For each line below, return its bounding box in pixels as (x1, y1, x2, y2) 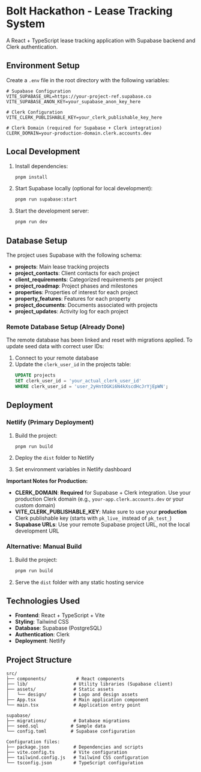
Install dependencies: (14, 162, 68, 169)
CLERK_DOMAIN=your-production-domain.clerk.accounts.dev (6, 130, 152, 136)
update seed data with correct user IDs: (6, 343, 104, 350)
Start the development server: (14, 207, 89, 214)
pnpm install (14, 174, 48, 180)
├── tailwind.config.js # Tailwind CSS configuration (6, 755, 149, 761)
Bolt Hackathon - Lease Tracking (6, 4, 173, 18)
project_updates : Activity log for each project (14, 308, 129, 315)
